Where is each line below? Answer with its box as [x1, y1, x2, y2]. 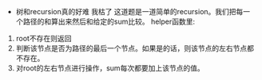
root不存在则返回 [15, 34, 72, 43]
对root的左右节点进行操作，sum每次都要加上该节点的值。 [15, 63, 205, 73]
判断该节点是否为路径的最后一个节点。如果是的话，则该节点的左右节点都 [15, 44, 254, 53]
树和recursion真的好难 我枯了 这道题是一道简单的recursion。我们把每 [15, 7, 244, 16]
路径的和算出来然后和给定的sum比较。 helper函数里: [22, 17, 196, 26]
